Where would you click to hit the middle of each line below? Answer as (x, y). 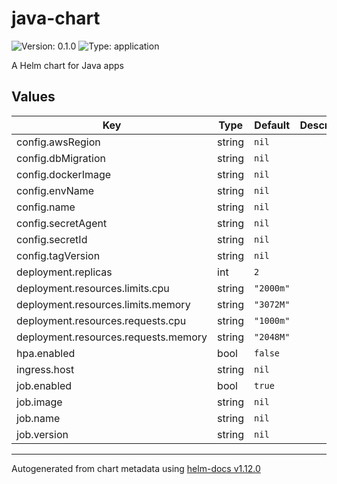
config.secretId (52, 239)
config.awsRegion (58, 142)
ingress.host (45, 369)
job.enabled (44, 385)
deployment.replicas (64, 272)
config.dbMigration (61, 158)
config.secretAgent (62, 223)
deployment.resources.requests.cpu (101, 320)
